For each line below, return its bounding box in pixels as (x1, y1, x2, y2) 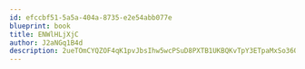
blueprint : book (9, 22, 71, 30)
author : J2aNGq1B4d (9, 38, 84, 47)
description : (9, 47, 59, 56)
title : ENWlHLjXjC (9, 30, 79, 39)
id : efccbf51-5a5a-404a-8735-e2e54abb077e (9, 13, 172, 22)
